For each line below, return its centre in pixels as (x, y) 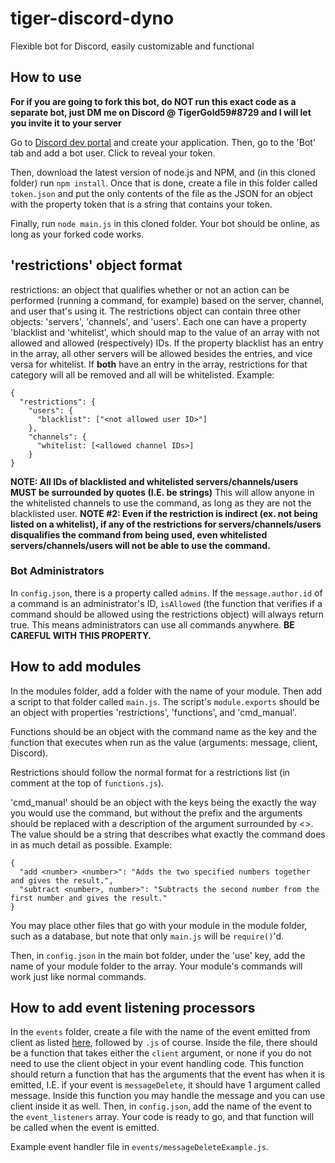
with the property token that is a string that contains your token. (141, 204)
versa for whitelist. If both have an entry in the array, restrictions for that (159, 364)
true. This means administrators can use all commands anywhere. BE (152, 624)
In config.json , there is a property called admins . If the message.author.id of (166, 593)
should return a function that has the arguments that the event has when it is (167, 1074)
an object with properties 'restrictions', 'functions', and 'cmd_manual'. (153, 712)
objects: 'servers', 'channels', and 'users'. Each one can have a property (158, 321)
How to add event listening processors (133, 1008)
